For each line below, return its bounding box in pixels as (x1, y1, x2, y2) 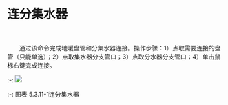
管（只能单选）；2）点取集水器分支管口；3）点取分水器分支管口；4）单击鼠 (7, 52, 221, 61)
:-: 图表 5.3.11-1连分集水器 (7, 90, 79, 98)
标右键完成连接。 (7, 61, 56, 69)
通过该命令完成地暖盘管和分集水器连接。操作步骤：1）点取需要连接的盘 (19, 44, 221, 52)
